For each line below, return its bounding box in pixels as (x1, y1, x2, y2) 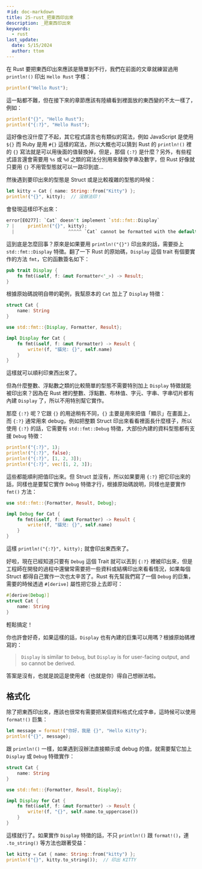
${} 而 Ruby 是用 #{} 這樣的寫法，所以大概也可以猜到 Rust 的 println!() (6, 141, 185, 148)
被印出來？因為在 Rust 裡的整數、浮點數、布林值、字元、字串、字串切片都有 (6, 390, 194, 397)
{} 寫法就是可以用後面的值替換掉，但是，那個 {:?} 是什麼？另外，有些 (13, 148, 186, 155)
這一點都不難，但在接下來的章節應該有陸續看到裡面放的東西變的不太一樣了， (6, 96, 196, 104)
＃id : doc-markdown (6, 8, 54, 15)
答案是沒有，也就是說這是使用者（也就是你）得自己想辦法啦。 (6, 672, 159, 679)
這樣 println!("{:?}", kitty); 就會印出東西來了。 (6, 545, 132, 552)
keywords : (6, 25, 31, 32)
